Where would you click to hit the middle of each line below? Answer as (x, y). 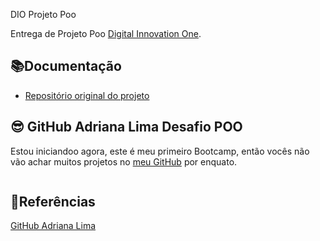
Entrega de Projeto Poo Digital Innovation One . (106, 33)
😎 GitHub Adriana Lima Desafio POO (126, 127)
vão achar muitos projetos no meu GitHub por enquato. (124, 161)
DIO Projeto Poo (43, 14)
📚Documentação (66, 66)
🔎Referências (53, 202)
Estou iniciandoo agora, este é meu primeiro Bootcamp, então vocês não (160, 151)
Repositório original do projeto (87, 95)
